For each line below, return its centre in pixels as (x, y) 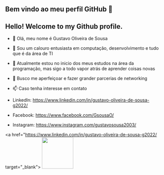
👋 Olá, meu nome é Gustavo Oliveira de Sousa (60, 39)
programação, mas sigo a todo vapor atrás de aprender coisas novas (84, 69)
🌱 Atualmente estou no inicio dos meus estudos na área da (73, 63)
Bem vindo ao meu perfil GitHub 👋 (59, 9)
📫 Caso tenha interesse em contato (50, 89)
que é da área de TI (33, 54)
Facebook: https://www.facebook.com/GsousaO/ (63, 115)
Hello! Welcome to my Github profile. (64, 26)
